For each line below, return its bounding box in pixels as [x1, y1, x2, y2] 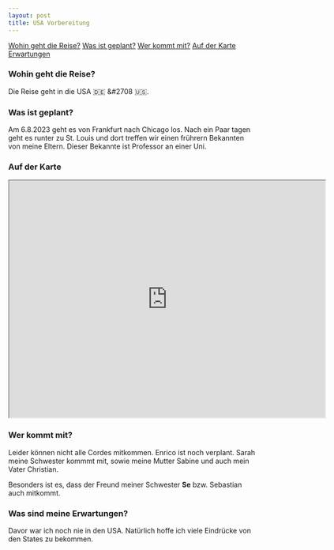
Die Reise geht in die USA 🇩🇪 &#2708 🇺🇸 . [8, 86, 149, 96]
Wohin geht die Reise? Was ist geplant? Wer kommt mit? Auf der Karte [8, 40, 237, 50]
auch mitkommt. [8, 488, 61, 498]
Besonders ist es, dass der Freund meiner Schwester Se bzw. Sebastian [8, 480, 242, 489]
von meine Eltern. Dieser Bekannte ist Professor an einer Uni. [8, 141, 207, 151]
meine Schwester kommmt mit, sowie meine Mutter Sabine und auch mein [8, 456, 250, 465]
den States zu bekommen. [8, 534, 93, 544]
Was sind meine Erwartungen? [8, 507, 129, 518]
